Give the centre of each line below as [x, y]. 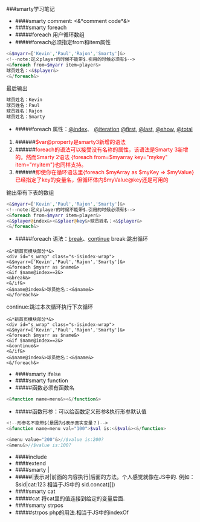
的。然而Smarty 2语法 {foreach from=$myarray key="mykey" [91, 157]
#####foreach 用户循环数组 [50, 34]
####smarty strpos [39, 505]
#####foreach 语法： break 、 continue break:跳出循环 [81, 239]
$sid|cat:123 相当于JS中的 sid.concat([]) [65, 484]
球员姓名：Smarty [26, 117]
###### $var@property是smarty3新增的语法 [70, 142]
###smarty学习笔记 [31, 9]
